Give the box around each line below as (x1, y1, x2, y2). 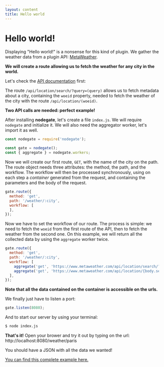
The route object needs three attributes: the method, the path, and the (5, 164, 146, 170)
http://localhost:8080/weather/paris (5, 338, 77, 344)
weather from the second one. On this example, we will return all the (5, 231, 143, 237)
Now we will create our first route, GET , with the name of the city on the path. (5, 159, 159, 165)
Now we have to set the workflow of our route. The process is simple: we (5, 221, 152, 227)
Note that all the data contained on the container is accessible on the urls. (5, 286, 158, 292)
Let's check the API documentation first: (5, 78, 86, 84)
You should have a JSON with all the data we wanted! (5, 347, 113, 353)
